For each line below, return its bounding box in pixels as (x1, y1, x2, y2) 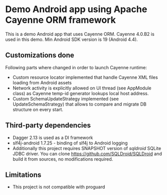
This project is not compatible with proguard (12, 184, 105, 190)
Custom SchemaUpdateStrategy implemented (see (12, 95, 119, 102)
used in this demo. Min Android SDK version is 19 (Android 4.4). (5, 36, 138, 42)
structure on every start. (12, 106, 63, 112)
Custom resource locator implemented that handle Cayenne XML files (12, 74, 158, 80)
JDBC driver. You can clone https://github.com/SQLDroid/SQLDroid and (12, 151, 162, 157)
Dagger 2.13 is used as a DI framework (12, 134, 94, 140)
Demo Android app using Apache (5, 4, 148, 15)
